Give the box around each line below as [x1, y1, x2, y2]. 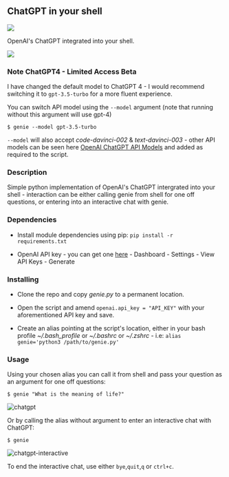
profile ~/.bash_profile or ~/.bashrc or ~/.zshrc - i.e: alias [17, 332, 182, 339]
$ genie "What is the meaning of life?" [7, 391, 125, 398]
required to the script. [7, 151, 69, 159]
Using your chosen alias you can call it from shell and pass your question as [7, 370, 222, 379]
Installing [7, 275, 39, 284]
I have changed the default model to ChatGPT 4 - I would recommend [7, 83, 205, 91]
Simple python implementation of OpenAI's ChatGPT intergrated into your [7, 183, 215, 191]
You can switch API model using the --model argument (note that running [7, 103, 213, 112]
